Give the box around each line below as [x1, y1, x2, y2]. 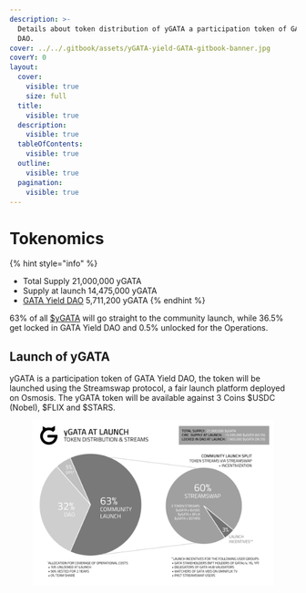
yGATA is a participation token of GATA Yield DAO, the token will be [9, 373, 261, 384]
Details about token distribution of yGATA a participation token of [17, 24, 287, 34]
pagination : [17, 178, 64, 187]
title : [17, 101, 43, 110]
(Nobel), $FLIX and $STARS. [9, 402, 116, 414]
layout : [9, 63, 39, 72]
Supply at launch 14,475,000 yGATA [22, 285, 158, 296]
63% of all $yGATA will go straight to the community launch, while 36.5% [9, 312, 284, 323]
